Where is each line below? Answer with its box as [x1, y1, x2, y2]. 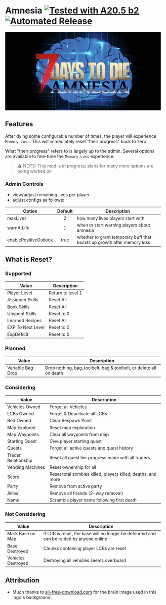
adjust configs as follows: [12, 197, 65, 203]
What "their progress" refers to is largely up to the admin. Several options [5, 148, 155, 154]
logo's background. [12, 595, 52, 601]
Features [5, 120, 33, 128]
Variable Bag [7, 365, 33, 371]
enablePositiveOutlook [7, 237, 53, 243]
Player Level [7, 290, 32, 296]
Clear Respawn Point [49, 418, 92, 424]
